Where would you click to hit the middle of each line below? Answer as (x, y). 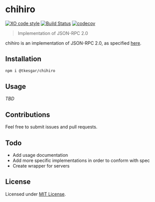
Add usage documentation (40, 155)
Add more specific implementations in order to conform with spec (81, 160)
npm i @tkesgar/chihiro (30, 71)
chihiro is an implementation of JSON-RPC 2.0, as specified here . (73, 43)
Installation (23, 59)
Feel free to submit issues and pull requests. (51, 127)
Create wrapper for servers (41, 166)
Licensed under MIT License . (36, 194)
